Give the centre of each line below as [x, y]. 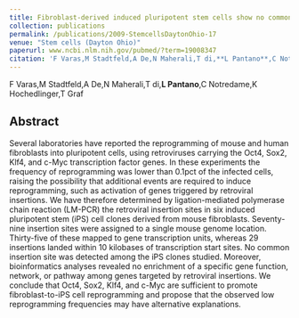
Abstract [34, 122]
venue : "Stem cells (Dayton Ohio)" [75, 42]
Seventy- [269, 218]
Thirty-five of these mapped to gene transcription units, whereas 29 [134, 238]
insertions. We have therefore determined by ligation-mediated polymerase [147, 200]
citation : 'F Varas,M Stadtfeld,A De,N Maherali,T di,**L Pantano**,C [143, 59]
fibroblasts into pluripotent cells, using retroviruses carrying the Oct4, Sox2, [148, 152]
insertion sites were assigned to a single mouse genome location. [147, 228]
